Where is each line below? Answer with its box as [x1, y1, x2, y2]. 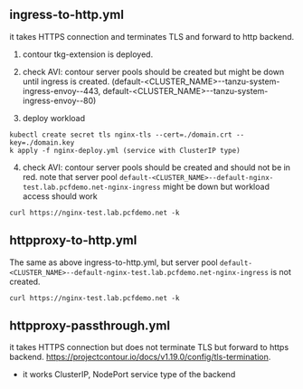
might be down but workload [162, 181, 270, 192]
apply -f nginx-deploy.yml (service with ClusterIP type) [17, 146, 241, 155]
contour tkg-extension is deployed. [22, 49, 154, 60]
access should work [22, 190, 98, 202]
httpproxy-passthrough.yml [9, 318, 170, 334]
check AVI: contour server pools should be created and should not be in [22, 162, 291, 173]
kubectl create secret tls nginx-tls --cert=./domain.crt [9, 130, 232, 139]
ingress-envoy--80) [22, 95, 97, 106]
